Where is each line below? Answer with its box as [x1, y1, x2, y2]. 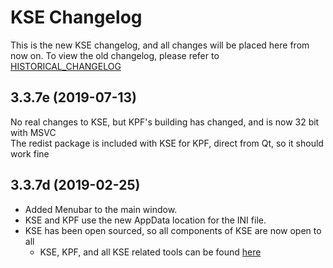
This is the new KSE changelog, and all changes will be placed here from [10, 39, 310, 51]
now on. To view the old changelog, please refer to [10, 49, 220, 61]
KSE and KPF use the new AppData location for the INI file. [24, 214, 267, 226]
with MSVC [10, 126, 57, 138]
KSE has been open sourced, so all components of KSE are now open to [24, 224, 322, 236]
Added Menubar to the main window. [24, 203, 178, 215]
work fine [10, 147, 50, 160]
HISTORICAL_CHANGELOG [10, 60, 122, 72]
